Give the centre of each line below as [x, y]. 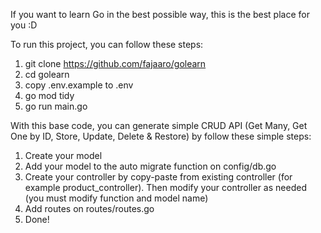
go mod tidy [49, 95]
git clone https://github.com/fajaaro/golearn [115, 63]
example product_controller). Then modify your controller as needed [165, 187]
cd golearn [47, 74]
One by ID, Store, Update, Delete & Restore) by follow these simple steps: [161, 136]
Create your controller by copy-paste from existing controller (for [158, 177]
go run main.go [56, 106]
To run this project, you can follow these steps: [107, 44]
